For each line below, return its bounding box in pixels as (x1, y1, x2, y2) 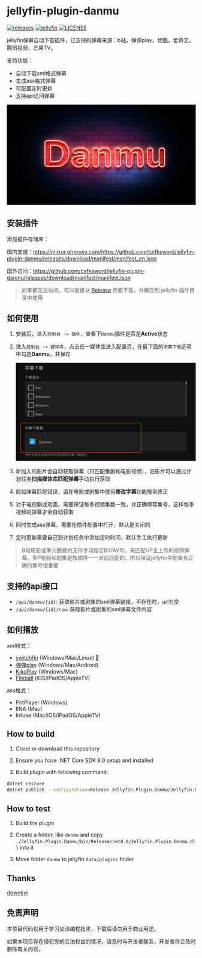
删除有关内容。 (7, 945, 44, 953)
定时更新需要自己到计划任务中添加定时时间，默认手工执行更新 (15, 534, 168, 541)
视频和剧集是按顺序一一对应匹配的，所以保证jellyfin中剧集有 (40, 554, 189, 562)
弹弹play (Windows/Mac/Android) (15, 661, 99, 668)
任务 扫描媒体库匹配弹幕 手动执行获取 (20, 475, 110, 482)
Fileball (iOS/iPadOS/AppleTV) (15, 674, 91, 681)
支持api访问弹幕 (15, 92, 55, 99)
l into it (15, 844, 34, 852)
